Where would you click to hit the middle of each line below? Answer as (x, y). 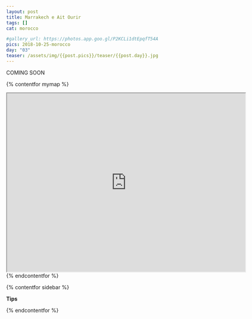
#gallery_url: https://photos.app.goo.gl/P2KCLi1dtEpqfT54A (83, 39)
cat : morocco (22, 28)
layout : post (22, 12)
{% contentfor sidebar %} (38, 287)
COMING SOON (26, 73)
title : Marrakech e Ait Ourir (44, 17)
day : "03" (18, 50)
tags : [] (17, 23)
